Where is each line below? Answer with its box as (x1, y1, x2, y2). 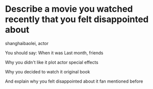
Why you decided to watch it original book (5, 68, 90, 74)
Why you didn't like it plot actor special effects (5, 59, 99, 65)
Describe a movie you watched (5, 3, 133, 15)
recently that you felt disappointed (5, 14, 149, 25)
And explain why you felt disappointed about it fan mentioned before (5, 78, 143, 84)
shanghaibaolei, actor (5, 40, 49, 46)
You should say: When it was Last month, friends (5, 50, 104, 56)
